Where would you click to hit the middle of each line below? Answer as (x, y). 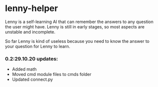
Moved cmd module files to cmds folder (52, 75)
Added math (24, 69)
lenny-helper (31, 8)
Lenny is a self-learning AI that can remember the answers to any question (79, 22)
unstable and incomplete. (30, 32)
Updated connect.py (32, 79)
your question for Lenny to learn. (38, 46)
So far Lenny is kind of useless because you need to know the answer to (77, 41)
